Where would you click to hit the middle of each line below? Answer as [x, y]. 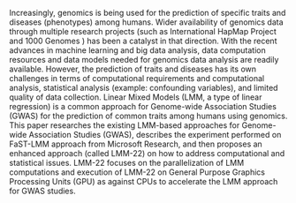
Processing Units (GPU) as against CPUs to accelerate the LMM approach [144, 181]
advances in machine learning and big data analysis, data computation [138, 50]
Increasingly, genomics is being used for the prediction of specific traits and [148, 13]
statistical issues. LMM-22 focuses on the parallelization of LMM [127, 163]
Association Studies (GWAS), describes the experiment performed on [155, 135]
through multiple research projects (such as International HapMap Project [143, 31]
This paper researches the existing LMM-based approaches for [125, 125]
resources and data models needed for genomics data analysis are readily [144, 60]
